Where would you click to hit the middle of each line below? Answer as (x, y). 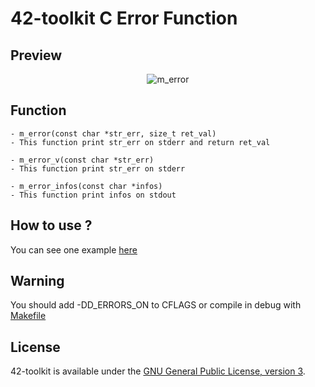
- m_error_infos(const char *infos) (86, 186)
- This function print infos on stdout (93, 195)
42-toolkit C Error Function (124, 18)
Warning (37, 281)
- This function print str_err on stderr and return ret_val (140, 142)
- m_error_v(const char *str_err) (82, 160)
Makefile (28, 316)
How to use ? (51, 225)
